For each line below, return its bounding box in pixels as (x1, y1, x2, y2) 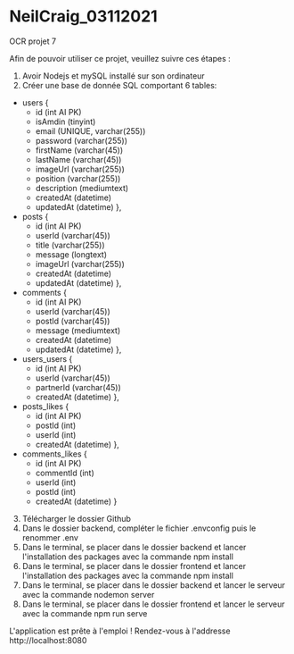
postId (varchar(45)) (35, 315, 110, 326)
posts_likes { (21, 400, 69, 412)
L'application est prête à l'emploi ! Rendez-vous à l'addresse (9, 625, 231, 636)
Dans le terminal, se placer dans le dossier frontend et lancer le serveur (21, 599, 285, 609)
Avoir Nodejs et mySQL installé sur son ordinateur (21, 70, 205, 81)
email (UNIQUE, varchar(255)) (35, 125, 146, 136)
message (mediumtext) (35, 324, 121, 336)
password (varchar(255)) (35, 135, 127, 146)
